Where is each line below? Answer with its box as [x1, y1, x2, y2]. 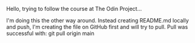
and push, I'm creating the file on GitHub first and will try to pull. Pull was [6, 24, 188, 30]
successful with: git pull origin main [6, 30, 95, 37]
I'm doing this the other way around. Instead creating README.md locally [6, 17, 189, 24]
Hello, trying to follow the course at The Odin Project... [6, 5, 142, 12]
